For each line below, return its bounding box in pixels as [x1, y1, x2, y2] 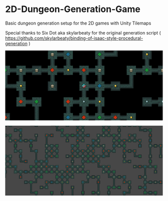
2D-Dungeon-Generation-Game [5, 4, 141, 15]
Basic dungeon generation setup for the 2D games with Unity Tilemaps [5, 20, 151, 26]
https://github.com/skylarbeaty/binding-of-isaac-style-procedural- [5, 35, 143, 41]
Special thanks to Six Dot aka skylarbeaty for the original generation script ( [5, 30, 161, 36]
